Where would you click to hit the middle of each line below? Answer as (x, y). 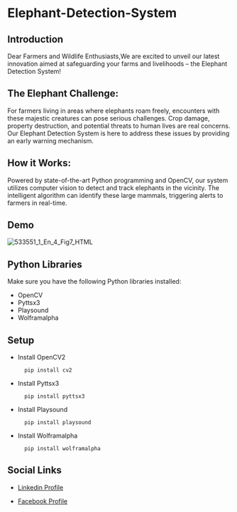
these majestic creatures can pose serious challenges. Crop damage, (109, 118)
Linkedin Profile (40, 487)
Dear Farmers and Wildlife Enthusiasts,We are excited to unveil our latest (114, 56)
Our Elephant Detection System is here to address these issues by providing (118, 133)
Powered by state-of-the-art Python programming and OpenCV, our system (118, 180)
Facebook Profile (43, 501)
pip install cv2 (48, 370)
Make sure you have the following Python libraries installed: (94, 282)
